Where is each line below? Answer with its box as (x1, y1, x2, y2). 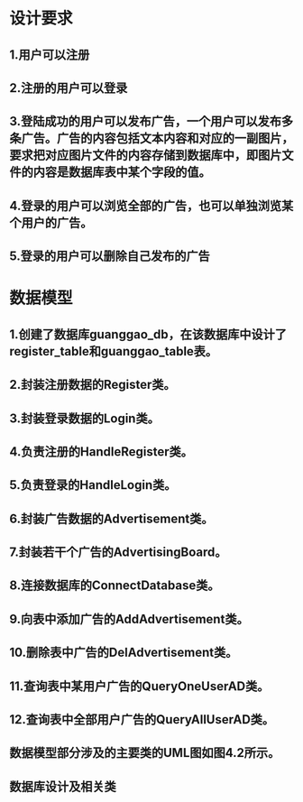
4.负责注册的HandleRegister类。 (9, 444, 194, 459)
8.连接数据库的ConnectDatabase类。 (9, 578, 220, 594)
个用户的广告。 (9, 215, 93, 230)
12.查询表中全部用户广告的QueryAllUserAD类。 (9, 712, 275, 727)
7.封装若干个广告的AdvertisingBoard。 (9, 545, 227, 560)
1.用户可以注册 (9, 47, 90, 62)
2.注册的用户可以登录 (9, 80, 128, 96)
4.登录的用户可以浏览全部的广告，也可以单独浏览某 (9, 198, 294, 213)
